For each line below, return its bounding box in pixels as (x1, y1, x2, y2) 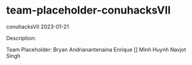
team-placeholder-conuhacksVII (6, 4, 171, 17)
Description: (6, 34, 36, 41)
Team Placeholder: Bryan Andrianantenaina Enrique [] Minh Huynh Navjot (6, 45, 186, 53)
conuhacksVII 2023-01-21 (6, 23, 70, 30)
